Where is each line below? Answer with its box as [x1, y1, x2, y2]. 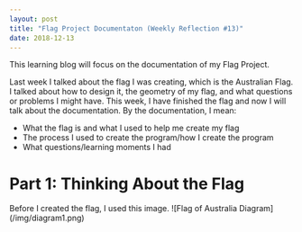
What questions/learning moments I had [22, 142, 171, 153]
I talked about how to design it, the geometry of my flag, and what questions [9, 86, 293, 97]
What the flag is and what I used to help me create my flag [22, 122, 240, 134]
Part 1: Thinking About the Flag [9, 174, 245, 193]
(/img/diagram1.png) [9, 212, 85, 224]
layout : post [9, 14, 59, 23]
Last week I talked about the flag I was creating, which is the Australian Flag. [9, 76, 294, 87]
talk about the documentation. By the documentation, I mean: [9, 105, 237, 116]
